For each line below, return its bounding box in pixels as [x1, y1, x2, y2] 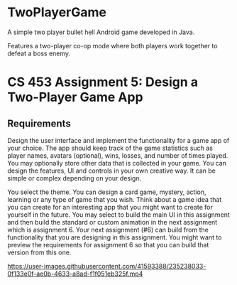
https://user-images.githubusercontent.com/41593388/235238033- [7, 262, 206, 270]
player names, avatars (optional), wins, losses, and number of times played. [7, 151, 228, 160]
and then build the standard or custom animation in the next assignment [7, 217, 218, 226]
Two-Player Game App [7, 90, 143, 105]
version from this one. [7, 248, 72, 257]
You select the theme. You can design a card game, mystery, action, [7, 188, 206, 196]
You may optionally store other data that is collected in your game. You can [7, 158, 227, 167]
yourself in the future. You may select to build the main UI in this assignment [7, 210, 231, 219]
